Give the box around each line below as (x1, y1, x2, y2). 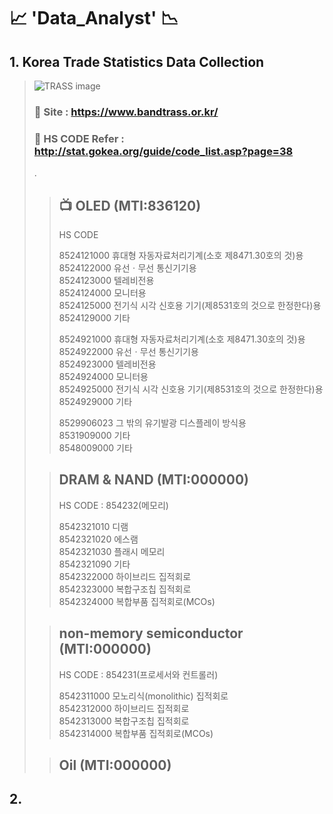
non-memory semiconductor (58, 625, 244, 642)
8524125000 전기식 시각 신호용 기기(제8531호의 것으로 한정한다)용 (58, 300, 322, 312)
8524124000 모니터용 (58, 287, 147, 299)
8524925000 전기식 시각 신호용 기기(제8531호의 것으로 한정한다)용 (58, 383, 324, 395)
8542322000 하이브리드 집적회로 (58, 570, 192, 582)
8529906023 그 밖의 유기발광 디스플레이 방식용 (58, 417, 247, 429)
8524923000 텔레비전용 (58, 358, 157, 370)
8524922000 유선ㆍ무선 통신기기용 (58, 346, 199, 358)
